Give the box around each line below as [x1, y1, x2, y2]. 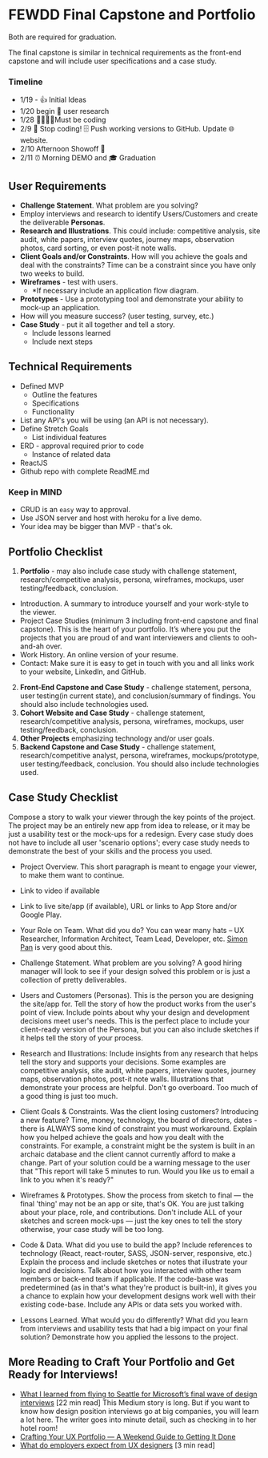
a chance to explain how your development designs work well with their [19, 1290, 256, 1300]
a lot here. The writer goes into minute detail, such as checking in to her [19, 1415, 258, 1424]
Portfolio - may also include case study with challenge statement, [19, 566, 238, 576]
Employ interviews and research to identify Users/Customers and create [19, 209, 258, 219]
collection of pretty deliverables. [19, 975, 127, 984]
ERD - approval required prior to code [19, 441, 144, 450]
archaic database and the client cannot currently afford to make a [19, 1149, 236, 1159]
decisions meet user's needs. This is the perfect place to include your [19, 1016, 250, 1025]
